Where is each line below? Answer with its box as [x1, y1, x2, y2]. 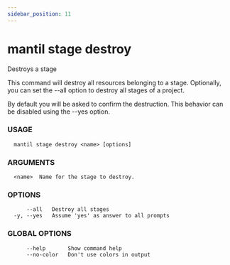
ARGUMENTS [7, 157, 55, 167]
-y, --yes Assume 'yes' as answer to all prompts [13, 212, 170, 220]
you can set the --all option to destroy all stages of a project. [7, 86, 185, 94]
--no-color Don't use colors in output [26, 251, 151, 258]
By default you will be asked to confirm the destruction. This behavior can [7, 99, 224, 108]
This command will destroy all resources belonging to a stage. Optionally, [7, 78, 221, 87]
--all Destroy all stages [26, 206, 110, 213]
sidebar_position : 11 [7, 10, 72, 18]
